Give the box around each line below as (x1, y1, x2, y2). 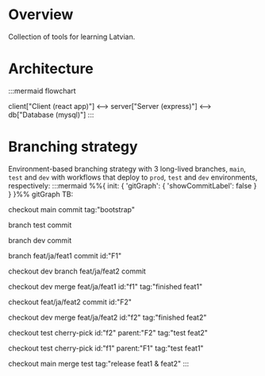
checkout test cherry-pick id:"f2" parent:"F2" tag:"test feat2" (8, 328, 209, 337)
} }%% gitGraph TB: (8, 189, 74, 199)
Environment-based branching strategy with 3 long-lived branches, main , (8, 164, 246, 173)
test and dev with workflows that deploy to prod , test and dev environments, (8, 172, 258, 182)
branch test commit (8, 220, 72, 230)
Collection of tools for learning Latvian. (8, 32, 136, 41)
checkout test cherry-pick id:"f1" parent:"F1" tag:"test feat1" (8, 343, 204, 353)
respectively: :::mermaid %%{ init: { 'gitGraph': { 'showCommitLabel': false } (8, 180, 257, 190)
